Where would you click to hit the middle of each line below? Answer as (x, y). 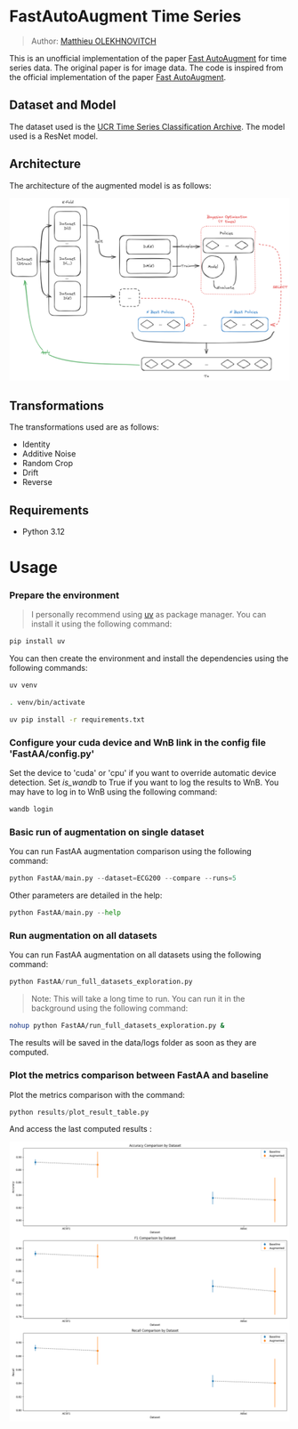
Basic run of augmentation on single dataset (107, 832)
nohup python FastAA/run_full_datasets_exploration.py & (117, 1026)
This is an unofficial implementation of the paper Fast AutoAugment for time (148, 58)
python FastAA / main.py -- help (65, 913)
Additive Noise (49, 454)
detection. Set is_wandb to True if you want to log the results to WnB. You (144, 783)
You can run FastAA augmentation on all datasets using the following (135, 955)
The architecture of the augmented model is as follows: (110, 185)
